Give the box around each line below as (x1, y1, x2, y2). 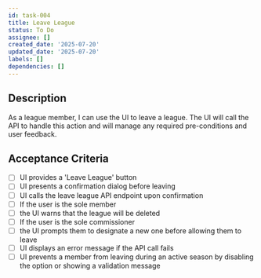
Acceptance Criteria (8, 152, 109, 165)
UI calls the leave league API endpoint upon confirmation (19, 190, 204, 200)
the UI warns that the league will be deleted (19, 208, 161, 218)
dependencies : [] (8, 63, 65, 71)
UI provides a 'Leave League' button (19, 173, 137, 182)
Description (8, 92, 67, 105)
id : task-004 (8, 11, 51, 20)
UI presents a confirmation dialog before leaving (19, 181, 176, 191)
